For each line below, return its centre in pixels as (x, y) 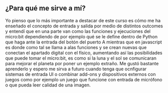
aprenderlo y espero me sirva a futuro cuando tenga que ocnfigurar (76, 69)
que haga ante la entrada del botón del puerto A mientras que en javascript (84, 42)
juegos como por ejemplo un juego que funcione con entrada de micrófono (84, 79)
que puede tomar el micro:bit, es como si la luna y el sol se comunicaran (81, 58)
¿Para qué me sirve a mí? (45, 8)
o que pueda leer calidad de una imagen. (48, 85)
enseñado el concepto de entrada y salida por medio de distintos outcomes (84, 26)
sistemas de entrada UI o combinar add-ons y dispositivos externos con (80, 74)
